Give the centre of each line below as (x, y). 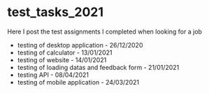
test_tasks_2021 (55, 12)
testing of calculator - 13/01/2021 (65, 52)
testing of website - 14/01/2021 (62, 59)
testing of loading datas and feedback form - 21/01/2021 (98, 67)
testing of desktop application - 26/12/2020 (80, 45)
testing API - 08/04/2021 (53, 75)
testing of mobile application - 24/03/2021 (78, 82)
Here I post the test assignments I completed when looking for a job (105, 31)
